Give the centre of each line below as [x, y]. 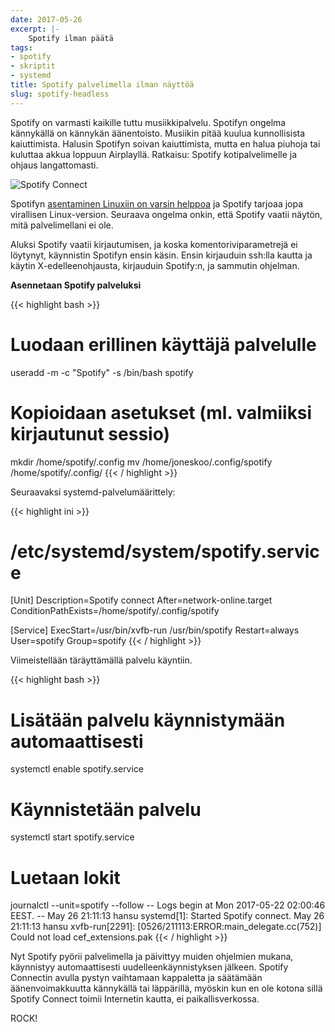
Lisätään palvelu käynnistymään [148, 720]
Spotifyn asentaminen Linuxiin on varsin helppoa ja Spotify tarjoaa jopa [157, 203]
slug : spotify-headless [60, 94]
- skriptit [33, 66]
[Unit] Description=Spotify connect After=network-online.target [141, 600]
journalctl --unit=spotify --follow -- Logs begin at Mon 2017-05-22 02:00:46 [168, 905]
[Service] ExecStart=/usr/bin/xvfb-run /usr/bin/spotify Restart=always [155, 630]
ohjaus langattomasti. [54, 165]
